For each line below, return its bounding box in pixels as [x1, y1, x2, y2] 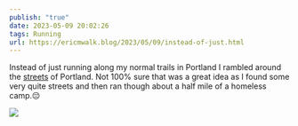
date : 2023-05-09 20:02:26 [9, 21, 109, 30]
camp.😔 [9, 91, 41, 101]
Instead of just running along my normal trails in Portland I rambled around [9, 62, 282, 73]
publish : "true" [9, 12, 69, 22]
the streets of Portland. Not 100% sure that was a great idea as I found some [9, 72, 290, 83]
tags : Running [9, 29, 62, 38]
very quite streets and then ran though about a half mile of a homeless [9, 81, 267, 91]
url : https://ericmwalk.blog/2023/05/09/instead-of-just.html [9, 37, 245, 47]
